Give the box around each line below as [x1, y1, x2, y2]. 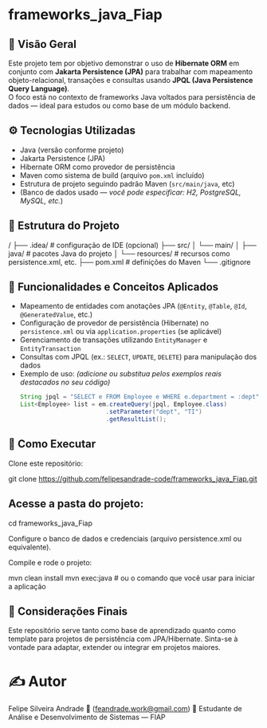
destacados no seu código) [19, 377, 111, 388]
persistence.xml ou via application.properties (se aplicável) [19, 327, 222, 336]
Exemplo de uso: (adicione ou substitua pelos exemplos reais [19, 369, 222, 379]
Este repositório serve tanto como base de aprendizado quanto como [8, 626, 237, 636]
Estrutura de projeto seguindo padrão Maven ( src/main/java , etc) [19, 179, 235, 188]
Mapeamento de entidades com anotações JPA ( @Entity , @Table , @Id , [19, 301, 247, 311]
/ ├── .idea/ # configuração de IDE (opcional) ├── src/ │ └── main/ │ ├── [8, 240, 257, 250]
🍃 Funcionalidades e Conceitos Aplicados [8, 281, 219, 294]
